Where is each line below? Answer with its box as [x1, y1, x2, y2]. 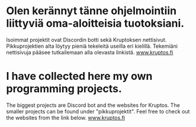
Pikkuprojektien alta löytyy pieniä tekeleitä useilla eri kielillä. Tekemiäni [6, 43, 178, 50]
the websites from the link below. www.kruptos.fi [6, 114, 126, 121]
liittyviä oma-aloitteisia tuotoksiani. [6, 17, 185, 30]
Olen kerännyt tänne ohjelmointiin [6, 4, 176, 18]
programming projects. [6, 82, 123, 96]
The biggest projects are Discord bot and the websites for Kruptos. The [6, 102, 181, 109]
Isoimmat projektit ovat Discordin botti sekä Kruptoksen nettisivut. [6, 36, 167, 43]
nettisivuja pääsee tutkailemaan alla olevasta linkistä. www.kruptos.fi [6, 48, 173, 56]
